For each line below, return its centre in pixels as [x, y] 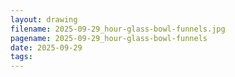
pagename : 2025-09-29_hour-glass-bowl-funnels [109, 38]
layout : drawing [44, 19]
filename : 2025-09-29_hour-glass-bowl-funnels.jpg [118, 29]
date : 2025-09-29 [46, 47]
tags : [21, 57]
